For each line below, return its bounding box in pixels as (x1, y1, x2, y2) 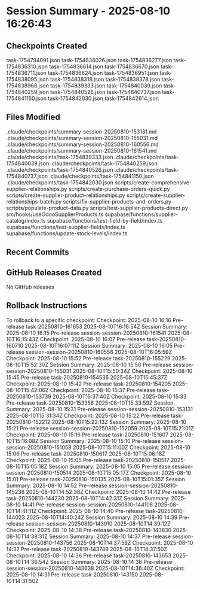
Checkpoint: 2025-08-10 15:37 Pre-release (50, 386, 156, 393)
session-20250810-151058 (6, 444, 72, 451)
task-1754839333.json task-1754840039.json (50, 82, 162, 89)
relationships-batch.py (6, 198, 62, 205)
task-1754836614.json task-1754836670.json (49, 63, 160, 70)
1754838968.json (6, 82, 49, 89)
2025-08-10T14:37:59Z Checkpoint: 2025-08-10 (73, 539, 193, 546)
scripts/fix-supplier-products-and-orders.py (62, 198, 172, 205)
